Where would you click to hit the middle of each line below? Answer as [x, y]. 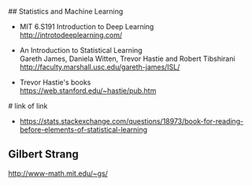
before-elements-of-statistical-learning [83, 130]
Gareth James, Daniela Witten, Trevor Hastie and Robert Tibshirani [127, 59]
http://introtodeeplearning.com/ [71, 35]
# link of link [28, 106]
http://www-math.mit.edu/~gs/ [58, 173]
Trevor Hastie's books [55, 82]
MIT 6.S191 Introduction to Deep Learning [87, 26]
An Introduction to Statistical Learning [81, 50]
